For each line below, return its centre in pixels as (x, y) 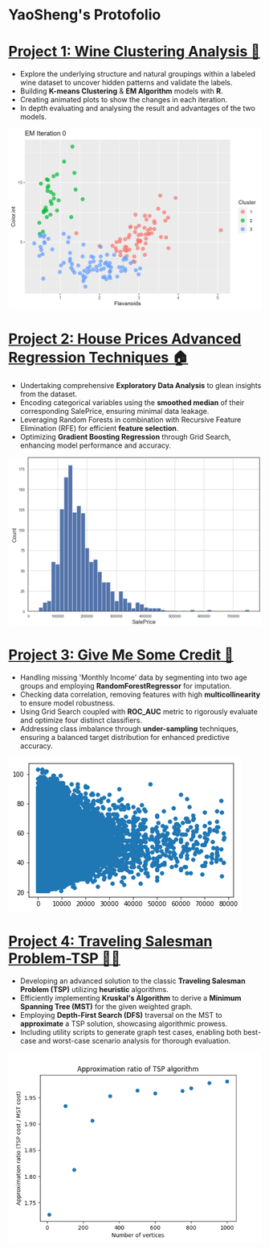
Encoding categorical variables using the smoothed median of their (132, 402)
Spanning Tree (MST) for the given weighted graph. (106, 1006)
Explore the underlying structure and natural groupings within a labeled (137, 74)
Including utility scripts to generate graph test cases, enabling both (131, 1032)
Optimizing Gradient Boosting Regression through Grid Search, (125, 436)
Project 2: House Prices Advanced (125, 339)
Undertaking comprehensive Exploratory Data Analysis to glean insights (141, 385)
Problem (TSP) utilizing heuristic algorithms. (94, 989)
